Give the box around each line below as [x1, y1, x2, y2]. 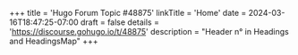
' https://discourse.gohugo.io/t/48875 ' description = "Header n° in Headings [9, 27, 289, 36]
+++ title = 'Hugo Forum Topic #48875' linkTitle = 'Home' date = [9, 8, 247, 18]
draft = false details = [80, 17, 159, 27]
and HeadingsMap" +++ [9, 35, 98, 46]
